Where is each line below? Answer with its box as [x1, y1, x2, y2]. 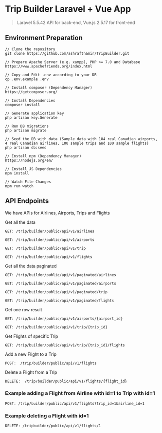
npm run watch [5, 183, 34, 189]
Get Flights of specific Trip [5, 333, 58, 339]
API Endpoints [5, 197, 49, 205]
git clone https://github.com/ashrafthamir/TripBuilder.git [5, 51, 130, 56]
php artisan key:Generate [5, 115, 57, 120]
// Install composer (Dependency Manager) [5, 85, 92, 90]
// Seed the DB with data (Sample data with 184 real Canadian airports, [5, 136, 158, 141]
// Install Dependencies [5, 98, 55, 103]
